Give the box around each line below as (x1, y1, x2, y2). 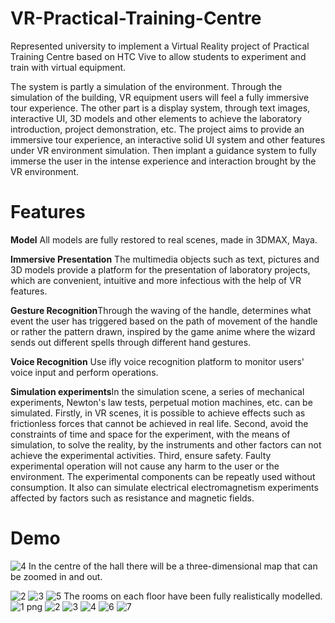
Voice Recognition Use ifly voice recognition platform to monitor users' (10, 355, 305, 367)
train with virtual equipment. (10, 61, 127, 73)
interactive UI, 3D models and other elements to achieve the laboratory (10, 112, 302, 124)
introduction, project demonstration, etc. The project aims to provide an (10, 123, 305, 135)
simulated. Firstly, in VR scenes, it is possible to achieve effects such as (10, 407, 306, 419)
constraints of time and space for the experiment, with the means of (10, 428, 291, 440)
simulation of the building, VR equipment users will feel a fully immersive (10, 91, 310, 103)
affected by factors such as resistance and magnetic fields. (10, 492, 255, 504)
